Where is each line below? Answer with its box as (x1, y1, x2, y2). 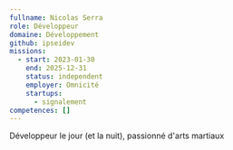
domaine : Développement (9, 30, 100, 39)
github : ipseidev (9, 38, 75, 48)
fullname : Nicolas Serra (9, 13, 103, 23)
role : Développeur (9, 22, 79, 31)
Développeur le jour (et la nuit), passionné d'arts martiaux (9, 130, 225, 141)
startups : (25, 89, 63, 98)
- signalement (33, 97, 88, 107)
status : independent (25, 72, 103, 81)
